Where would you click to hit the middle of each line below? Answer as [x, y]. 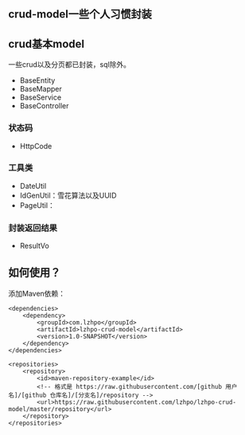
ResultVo [34, 246]
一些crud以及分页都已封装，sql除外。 [70, 65]
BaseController [44, 106]
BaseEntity [37, 80]
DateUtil [33, 186]
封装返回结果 [33, 228]
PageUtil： [37, 205]
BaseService [41, 97]
